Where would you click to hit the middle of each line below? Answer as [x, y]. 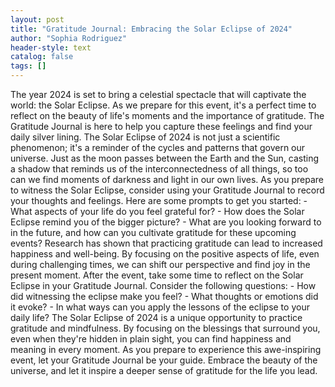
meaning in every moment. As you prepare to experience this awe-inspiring [166, 349]
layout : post [37, 19]
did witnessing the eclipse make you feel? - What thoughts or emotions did [164, 296]
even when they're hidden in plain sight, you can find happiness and [151, 339]
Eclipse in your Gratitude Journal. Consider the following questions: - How [163, 285]
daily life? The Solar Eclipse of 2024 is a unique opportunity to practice [156, 317]
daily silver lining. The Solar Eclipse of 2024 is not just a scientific [145, 137]
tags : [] [28, 66]
